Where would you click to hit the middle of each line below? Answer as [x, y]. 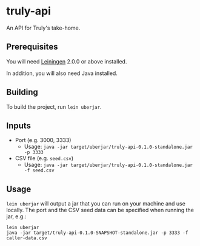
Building [22, 92]
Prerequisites [32, 47]
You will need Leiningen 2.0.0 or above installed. [67, 61]
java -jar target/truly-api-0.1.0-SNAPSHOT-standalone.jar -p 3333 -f [97, 233]
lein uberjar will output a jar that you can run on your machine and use [96, 204]
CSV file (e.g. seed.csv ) [44, 158]
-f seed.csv [39, 170]
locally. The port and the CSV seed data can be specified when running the [100, 210]
